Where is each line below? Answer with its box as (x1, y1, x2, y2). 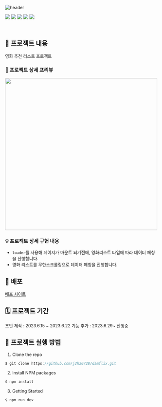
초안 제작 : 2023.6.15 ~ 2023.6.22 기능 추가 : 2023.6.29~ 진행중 (5, 323, 129, 329)
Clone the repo (12, 352, 42, 357)
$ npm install (5, 379, 34, 384)
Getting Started (12, 388, 43, 394)
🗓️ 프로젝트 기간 (5, 307, 49, 315)
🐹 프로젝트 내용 (5, 39, 48, 48)
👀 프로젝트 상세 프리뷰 (5, 66, 54, 73)
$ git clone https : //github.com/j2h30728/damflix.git (5, 361, 117, 366)
